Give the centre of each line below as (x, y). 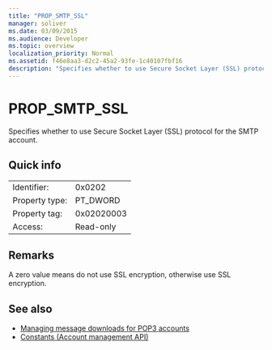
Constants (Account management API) (84, 337)
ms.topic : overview (41, 46)
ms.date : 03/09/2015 (43, 31)
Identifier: (31, 187)
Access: (28, 226)
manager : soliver (38, 23)
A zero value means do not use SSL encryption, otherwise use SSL (120, 275)
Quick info (35, 166)
